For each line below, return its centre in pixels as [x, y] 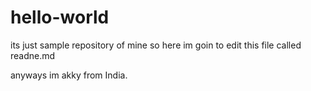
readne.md [33, 55]
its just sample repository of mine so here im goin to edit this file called [156, 45]
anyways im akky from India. [69, 75]
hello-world [60, 17]
